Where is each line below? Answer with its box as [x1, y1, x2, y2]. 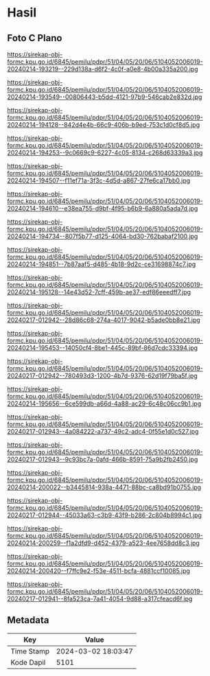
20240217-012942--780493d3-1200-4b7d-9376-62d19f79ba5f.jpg [7, 372, 198, 380]
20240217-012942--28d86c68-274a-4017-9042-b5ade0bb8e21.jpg [7, 316, 200, 324]
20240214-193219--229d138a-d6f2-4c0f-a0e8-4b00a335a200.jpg [7, 65, 198, 73]
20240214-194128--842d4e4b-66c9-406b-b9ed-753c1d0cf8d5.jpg [7, 121, 200, 128]
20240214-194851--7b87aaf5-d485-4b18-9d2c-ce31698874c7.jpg [7, 260, 196, 268]
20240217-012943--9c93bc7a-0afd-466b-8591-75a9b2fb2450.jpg [7, 455, 198, 463]
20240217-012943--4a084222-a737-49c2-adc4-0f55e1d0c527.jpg [7, 428, 199, 435]
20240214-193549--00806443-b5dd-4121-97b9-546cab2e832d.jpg [7, 93, 202, 101]
